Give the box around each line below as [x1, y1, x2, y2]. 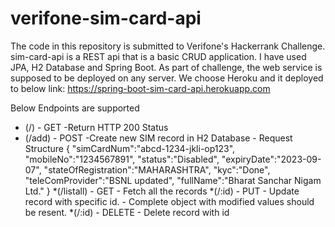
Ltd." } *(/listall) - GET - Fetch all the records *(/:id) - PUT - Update [24, 185, 300, 197]
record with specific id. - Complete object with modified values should [24, 195, 315, 207]
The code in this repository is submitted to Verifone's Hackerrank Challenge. [10, 40, 326, 52]
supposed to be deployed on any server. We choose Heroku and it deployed [10, 72, 324, 84]
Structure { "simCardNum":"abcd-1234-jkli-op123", [24, 142, 236, 154]
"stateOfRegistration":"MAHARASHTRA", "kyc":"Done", [43, 163, 271, 176]
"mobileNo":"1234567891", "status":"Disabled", [24, 153, 220, 165]
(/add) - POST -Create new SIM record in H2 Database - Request [24, 132, 293, 144]
